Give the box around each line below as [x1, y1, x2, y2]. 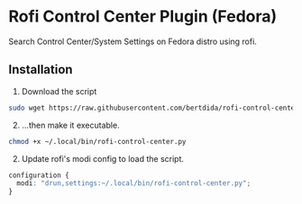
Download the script [21, 85, 97, 96]
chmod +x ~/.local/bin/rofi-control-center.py [8, 137, 187, 146]
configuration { [8, 171, 69, 180]
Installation [8, 62, 73, 77]
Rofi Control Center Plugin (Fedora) [8, 6, 278, 27]
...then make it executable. [21, 120, 120, 130]
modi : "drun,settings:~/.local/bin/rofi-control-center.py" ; [16, 179, 252, 188]
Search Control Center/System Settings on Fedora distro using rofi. [8, 36, 258, 47]
